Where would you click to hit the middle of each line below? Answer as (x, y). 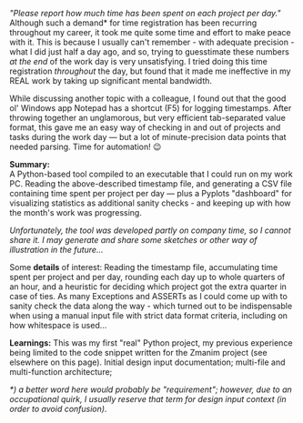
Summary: (30, 164)
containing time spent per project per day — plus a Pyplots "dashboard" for (151, 193)
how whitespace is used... (58, 325)
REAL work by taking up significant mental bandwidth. (111, 81)
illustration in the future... (56, 250)
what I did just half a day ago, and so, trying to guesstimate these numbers (149, 52)
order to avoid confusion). (58, 409)
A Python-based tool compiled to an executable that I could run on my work (151, 174)
